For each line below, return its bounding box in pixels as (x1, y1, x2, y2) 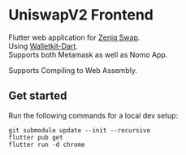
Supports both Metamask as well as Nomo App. (8, 50, 168, 59)
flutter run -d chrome (8, 140, 85, 149)
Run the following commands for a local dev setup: (8, 110, 179, 120)
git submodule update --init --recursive (8, 126, 151, 135)
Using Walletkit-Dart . (8, 41, 79, 50)
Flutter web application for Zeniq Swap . (8, 32, 141, 42)
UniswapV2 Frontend (8, 6, 154, 24)
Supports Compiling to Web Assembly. (8, 65, 138, 75)
